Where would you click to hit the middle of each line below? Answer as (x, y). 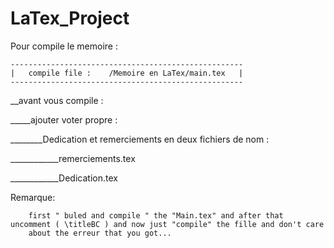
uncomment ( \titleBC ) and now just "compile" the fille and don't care (167, 224)
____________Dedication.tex (64, 178)
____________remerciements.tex (73, 158)
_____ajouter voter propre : (64, 119)
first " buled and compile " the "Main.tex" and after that (156, 215)
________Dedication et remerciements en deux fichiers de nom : (140, 139)
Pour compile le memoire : (64, 46)
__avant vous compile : (57, 100)
